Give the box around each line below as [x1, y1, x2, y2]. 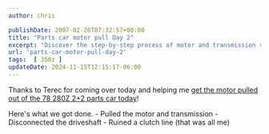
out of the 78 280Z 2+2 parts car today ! [8, 93, 139, 103]
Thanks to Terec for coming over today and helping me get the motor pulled [8, 85, 259, 94]
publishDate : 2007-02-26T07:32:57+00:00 [8, 26, 146, 34]
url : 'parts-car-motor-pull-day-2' [8, 49, 127, 57]
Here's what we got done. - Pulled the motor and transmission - [8, 108, 219, 118]
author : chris [8, 11, 56, 20]
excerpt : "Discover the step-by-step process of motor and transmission [8, 41, 256, 49]
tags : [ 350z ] [8, 56, 62, 64]
